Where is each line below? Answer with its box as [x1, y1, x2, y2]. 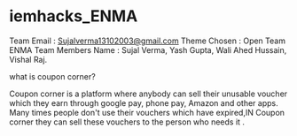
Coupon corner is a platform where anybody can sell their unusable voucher [9, 88, 288, 99]
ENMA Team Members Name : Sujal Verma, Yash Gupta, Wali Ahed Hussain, [9, 44, 287, 55]
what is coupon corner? [9, 71, 96, 81]
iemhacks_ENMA [9, 6, 138, 26]
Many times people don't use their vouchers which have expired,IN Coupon [9, 107, 285, 117]
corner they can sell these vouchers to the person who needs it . [9, 117, 246, 127]
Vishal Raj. [9, 54, 48, 64]
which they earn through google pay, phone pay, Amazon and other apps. [9, 97, 278, 108]
